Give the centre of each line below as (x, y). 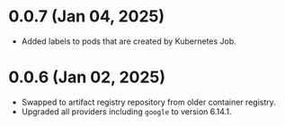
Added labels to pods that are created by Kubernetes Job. (129, 41)
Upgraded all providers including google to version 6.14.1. (126, 111)
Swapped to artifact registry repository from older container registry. (148, 102)
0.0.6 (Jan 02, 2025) (87, 77)
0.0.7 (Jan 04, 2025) (87, 17)
